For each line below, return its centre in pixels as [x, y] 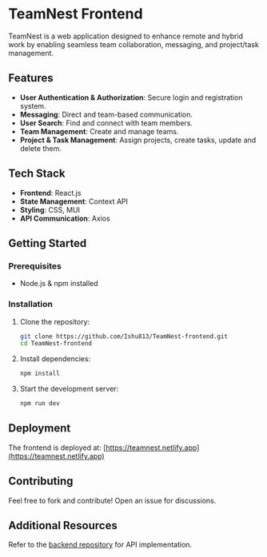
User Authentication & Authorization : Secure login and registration [131, 97]
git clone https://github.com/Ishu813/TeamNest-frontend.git [124, 336]
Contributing [41, 481]
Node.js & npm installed [59, 284]
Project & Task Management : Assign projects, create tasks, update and [138, 140]
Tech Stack [37, 174]
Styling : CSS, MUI [50, 209]
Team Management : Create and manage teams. [99, 131]
